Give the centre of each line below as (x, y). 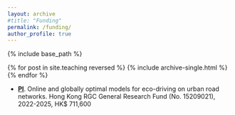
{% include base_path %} (45, 54)
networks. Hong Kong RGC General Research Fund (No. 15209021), (116, 97)
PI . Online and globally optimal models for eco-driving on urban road (118, 89)
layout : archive (31, 14)
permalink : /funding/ (40, 27)
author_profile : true (40, 34)
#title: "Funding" (35, 21)
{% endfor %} (28, 75)
